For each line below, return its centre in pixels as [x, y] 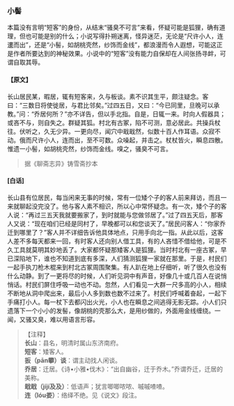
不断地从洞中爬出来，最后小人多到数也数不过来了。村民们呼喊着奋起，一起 [114, 293]
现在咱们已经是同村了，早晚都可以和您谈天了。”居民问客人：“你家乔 [130, 224]
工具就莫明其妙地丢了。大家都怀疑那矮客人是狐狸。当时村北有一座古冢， [117, 249]
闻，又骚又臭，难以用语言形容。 [53, 319]
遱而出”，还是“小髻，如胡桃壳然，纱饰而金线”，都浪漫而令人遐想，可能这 [112, 45]
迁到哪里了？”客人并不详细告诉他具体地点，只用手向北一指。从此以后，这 [112, 232]
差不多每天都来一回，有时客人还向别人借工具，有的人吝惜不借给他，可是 [117, 241]
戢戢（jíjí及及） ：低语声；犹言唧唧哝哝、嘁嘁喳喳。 [96, 386]
